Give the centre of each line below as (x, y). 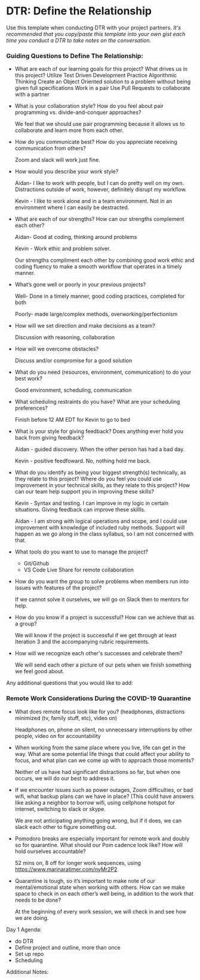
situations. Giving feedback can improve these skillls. (80, 510)
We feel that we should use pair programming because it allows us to (100, 124)
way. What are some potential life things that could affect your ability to (102, 754)
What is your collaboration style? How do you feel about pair (89, 106)
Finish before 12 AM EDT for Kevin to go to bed (72, 420)
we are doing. (32, 918)
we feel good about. (39, 672)
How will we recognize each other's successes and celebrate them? (99, 654)
